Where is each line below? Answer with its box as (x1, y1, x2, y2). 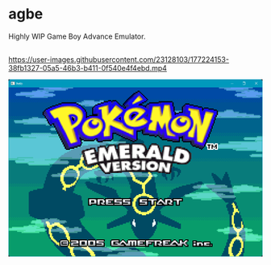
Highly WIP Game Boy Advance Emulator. (8, 31, 146, 41)
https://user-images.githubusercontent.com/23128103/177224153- (8, 55, 230, 64)
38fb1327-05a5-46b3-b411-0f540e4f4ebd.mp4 (8, 64, 168, 73)
